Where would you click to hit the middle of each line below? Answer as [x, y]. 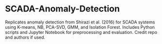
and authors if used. [25, 37]
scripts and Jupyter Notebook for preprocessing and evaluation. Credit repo [81, 32]
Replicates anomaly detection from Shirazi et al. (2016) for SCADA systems [80, 22]
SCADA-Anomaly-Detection [63, 9]
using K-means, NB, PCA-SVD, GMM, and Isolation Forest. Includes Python [80, 27]
